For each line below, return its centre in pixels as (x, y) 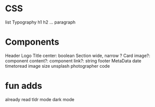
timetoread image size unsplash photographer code (58, 66)
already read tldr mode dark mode (40, 99)
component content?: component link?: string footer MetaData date (73, 61)
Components (32, 42)
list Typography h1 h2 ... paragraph (40, 22)
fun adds (24, 86)
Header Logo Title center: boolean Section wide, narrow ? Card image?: (78, 55)
